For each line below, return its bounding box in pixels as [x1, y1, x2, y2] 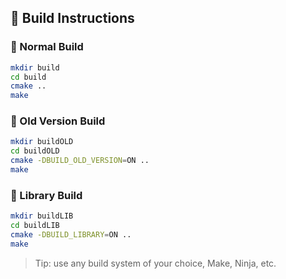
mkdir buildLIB [10, 211, 74, 221]
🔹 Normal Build [10, 40, 84, 54]
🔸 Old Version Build [10, 114, 106, 128]
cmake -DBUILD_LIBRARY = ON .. [10, 230, 132, 240]
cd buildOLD [10, 146, 60, 156]
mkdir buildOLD [10, 137, 74, 147]
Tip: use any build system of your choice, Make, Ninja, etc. [34, 257, 277, 269]
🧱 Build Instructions [10, 10, 135, 27]
